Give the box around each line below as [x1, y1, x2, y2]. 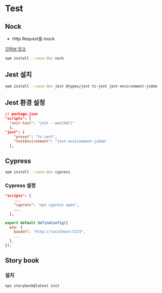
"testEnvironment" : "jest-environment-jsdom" [14, 139, 108, 144]
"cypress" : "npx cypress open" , [14, 202, 79, 207]
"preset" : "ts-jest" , [14, 134, 57, 139]
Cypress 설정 [5, 182, 36, 189]
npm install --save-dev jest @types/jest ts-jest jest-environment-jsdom [5, 84, 158, 89]
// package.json [5, 111, 38, 117]
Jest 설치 [5, 71, 32, 79]
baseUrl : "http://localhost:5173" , [14, 229, 86, 234]
